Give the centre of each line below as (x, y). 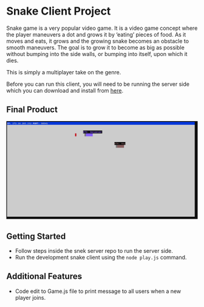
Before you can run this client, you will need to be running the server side (98, 84)
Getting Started (36, 236)
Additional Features (44, 276)
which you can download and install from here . (65, 90)
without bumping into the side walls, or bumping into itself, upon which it (97, 54)
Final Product (32, 110)
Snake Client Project (59, 11)
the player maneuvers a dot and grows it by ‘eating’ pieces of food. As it (96, 34)
